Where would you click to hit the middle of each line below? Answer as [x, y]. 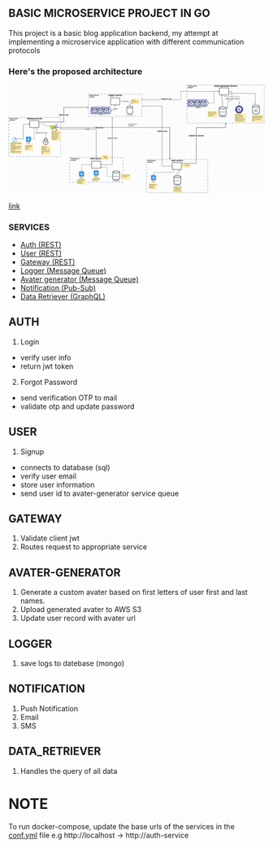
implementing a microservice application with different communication [126, 42]
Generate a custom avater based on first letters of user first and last [134, 592]
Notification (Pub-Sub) [58, 288]
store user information [57, 484]
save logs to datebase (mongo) [72, 663]
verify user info [45, 357]
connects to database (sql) [65, 467]
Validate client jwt [50, 538]
